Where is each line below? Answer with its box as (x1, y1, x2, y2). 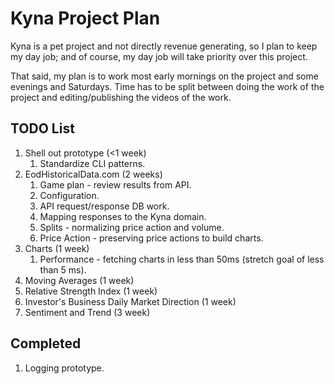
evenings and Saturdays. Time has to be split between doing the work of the (10, 80, 325, 92)
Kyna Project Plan (10, 7, 161, 30)
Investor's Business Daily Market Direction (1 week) (24, 295, 237, 307)
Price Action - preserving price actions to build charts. (39, 232, 264, 244)
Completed (10, 335, 82, 352)
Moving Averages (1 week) (24, 274, 135, 286)
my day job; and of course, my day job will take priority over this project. (10, 50, 308, 62)
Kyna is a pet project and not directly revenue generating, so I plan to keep (10, 40, 318, 52)
